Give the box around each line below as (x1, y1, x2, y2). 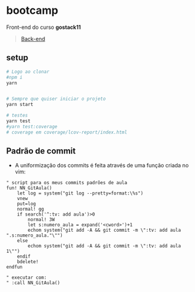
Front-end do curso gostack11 (6, 23, 81, 31)
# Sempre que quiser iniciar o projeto (6, 96, 106, 102)
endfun (6, 264, 23, 270)
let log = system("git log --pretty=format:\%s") (17, 190, 144, 196)
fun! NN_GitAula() (6, 185, 52, 191)
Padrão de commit (6, 146, 76, 157)
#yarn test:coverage (6, 123, 58, 129)
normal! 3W (28, 217, 55, 223)
